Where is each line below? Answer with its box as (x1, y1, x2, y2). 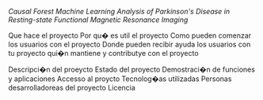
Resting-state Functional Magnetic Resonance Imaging (8, 15, 189, 24)
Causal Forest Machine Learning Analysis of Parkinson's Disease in (8, 7, 231, 16)
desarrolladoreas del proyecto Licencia (8, 83, 136, 92)
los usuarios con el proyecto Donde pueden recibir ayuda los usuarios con (8, 39, 251, 49)
